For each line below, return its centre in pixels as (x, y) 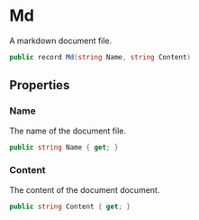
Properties (40, 85)
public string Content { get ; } (70, 206)
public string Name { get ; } (64, 147)
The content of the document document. (85, 189)
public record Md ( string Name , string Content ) (100, 57)
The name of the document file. (68, 131)
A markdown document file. (61, 41)
